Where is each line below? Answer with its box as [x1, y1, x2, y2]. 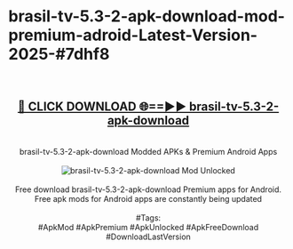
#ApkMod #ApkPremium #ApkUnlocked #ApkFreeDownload [37, 221, 259, 232]
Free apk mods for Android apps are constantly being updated [34, 193, 263, 204]
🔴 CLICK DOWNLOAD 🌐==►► [17, 100, 187, 115]
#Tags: [135, 212, 162, 223]
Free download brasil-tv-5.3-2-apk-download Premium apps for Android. [15, 184, 281, 195]
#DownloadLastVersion [105, 231, 192, 242]
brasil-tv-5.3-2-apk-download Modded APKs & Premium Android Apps [19, 146, 278, 157]
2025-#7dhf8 [8, 44, 110, 64]
